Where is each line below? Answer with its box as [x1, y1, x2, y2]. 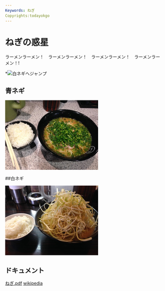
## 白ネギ [5, 176, 24, 182]
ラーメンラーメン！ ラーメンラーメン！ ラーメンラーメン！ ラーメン [5, 54, 152, 60]
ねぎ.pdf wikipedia [5, 280, 43, 287]
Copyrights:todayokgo [5, 13, 50, 18]
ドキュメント [5, 266, 45, 275]
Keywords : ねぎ [5, 8, 35, 13]
